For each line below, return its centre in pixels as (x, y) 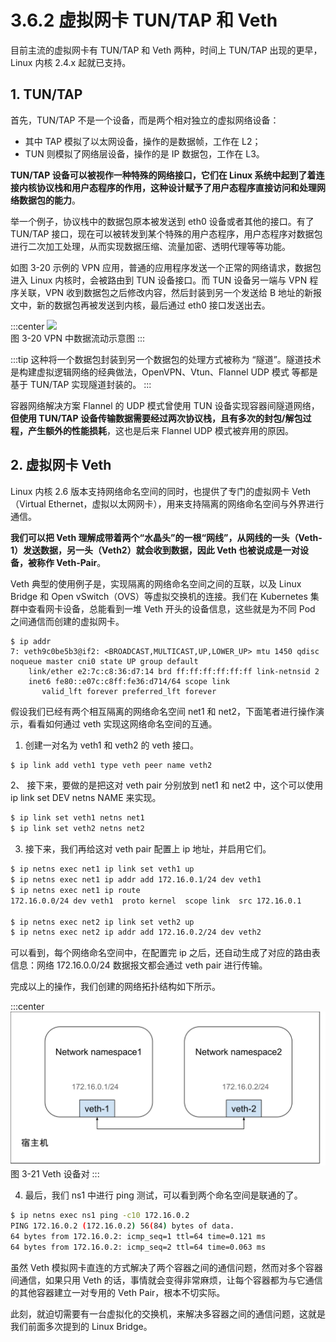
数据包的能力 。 (49, 200)
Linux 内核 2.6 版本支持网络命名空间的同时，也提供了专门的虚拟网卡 (150, 491)
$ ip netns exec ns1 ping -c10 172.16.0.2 (100, 1216)
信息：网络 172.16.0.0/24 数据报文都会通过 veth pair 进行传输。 (139, 965)
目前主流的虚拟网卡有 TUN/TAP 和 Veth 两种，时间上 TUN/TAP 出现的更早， (166, 50)
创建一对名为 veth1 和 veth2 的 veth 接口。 (111, 745)
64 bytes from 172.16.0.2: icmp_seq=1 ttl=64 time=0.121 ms (138, 1237)
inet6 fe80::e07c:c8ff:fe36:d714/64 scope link (129, 681)
